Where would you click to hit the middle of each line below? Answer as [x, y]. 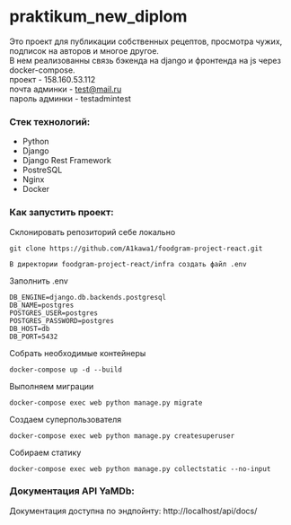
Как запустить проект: [62, 213]
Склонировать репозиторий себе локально [93, 232]
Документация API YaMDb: [72, 491]
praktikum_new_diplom [98, 17]
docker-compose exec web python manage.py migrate [106, 402]
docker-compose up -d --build [66, 370]
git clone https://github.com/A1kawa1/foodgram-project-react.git [136, 249]
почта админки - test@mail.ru [66, 89]
